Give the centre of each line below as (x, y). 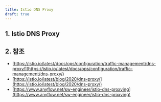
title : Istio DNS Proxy (29, 9)
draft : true (17, 14)
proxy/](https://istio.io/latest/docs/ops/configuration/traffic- (72, 68)
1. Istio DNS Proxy (33, 34)
